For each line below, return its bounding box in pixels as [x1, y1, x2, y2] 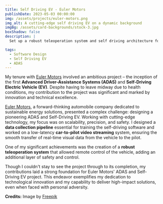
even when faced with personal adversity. [5, 184, 89, 190]
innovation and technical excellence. [5, 95, 78, 101]
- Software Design [9, 52, 47, 57]
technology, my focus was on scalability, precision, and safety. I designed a [5, 119, 156, 125]
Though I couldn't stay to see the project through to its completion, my [5, 164, 146, 170]
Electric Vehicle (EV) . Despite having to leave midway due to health [5, 84, 141, 90]
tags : [5, 47, 16, 52]
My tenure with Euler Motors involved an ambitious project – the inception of [5, 74, 158, 80]
